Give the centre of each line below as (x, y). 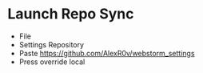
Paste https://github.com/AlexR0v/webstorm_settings (107, 53)
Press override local (52, 62)
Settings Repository (52, 44)
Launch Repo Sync (71, 14)
